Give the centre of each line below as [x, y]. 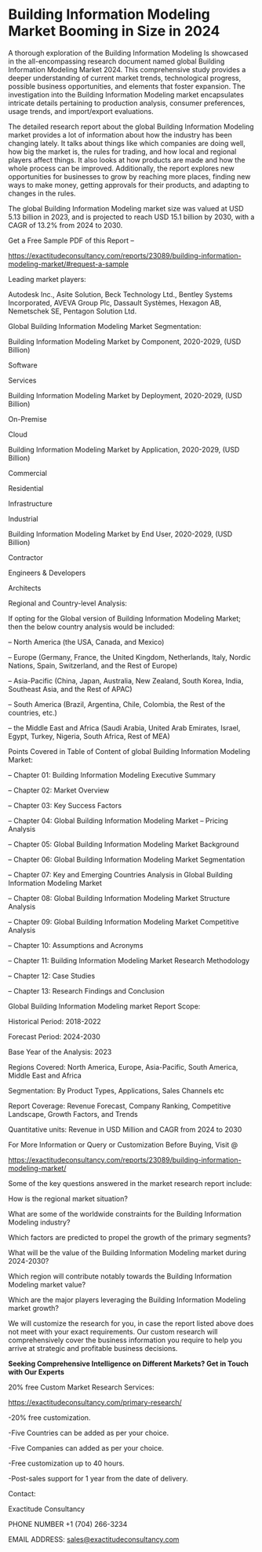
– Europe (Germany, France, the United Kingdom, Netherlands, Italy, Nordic [129, 657]
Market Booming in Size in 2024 [114, 31]
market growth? [33, 1308]
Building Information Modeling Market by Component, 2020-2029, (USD [125, 341]
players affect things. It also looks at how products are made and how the [127, 159]
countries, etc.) [33, 712]
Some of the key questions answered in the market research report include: [130, 1183]
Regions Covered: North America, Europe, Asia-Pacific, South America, [123, 1067]
